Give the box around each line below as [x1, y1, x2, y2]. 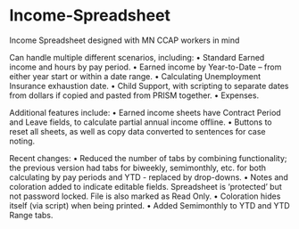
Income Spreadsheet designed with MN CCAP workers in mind [9, 35, 240, 45]
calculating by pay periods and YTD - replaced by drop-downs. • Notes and [9, 171, 288, 183]
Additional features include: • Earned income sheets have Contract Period [9, 107, 281, 118]
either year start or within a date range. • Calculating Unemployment [9, 70, 262, 81]
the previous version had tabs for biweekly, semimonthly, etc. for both [9, 162, 266, 173]
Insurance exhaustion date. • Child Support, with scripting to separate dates [9, 80, 289, 91]
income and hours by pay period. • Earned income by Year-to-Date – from [9, 61, 282, 72]
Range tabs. [9, 209, 54, 220]
